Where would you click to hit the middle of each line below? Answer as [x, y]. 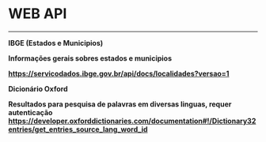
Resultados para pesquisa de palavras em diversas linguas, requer [120, 104]
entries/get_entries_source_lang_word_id [78, 129]
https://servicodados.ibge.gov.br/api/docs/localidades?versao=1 [119, 73]
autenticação [30, 112]
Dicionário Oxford [38, 88]
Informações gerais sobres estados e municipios [90, 58]
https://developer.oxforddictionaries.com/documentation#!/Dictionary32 [132, 121]
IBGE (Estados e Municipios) [56, 43]
